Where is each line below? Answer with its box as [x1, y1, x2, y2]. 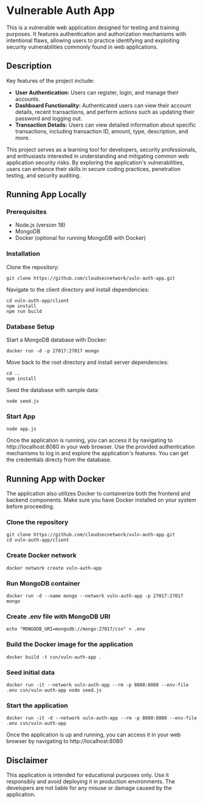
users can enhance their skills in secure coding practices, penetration [6, 165, 181, 172]
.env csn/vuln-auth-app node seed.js [6, 687, 102, 693]
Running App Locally [6, 189, 87, 200]
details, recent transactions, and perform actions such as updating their [15, 108, 194, 116]
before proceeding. [6, 503, 55, 510]
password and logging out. [15, 114, 83, 122]
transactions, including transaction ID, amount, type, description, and [15, 127, 188, 135]
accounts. [15, 95, 41, 102]
